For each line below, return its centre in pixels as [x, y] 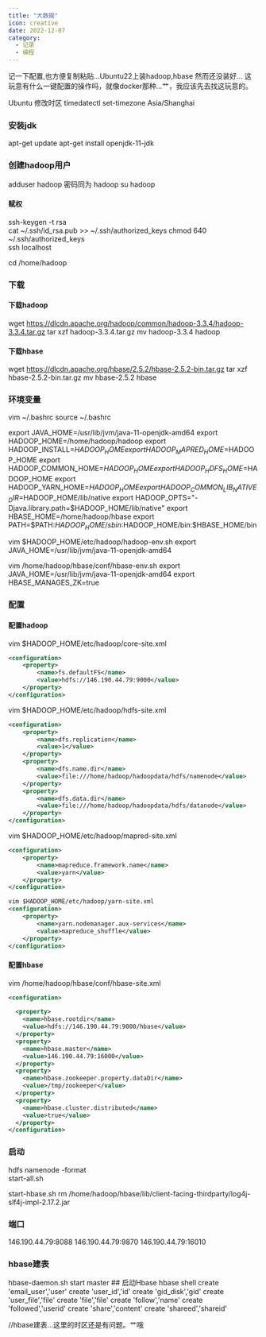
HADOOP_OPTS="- [166, 497]
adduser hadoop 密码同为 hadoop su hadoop [82, 184]
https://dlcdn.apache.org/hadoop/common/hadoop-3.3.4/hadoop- [135, 323]
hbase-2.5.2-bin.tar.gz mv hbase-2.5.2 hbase [83, 377]
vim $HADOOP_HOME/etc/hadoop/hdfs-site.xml [87, 710]
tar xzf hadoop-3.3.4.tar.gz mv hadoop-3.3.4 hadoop [134, 331]
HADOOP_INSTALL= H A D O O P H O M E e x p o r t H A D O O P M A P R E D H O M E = [118, 451]
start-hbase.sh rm [38, 1193]
